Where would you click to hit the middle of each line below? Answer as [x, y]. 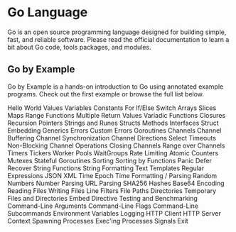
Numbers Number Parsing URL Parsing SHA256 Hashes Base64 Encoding [116, 183]
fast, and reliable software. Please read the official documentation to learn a [118, 39]
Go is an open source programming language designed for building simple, [117, 32]
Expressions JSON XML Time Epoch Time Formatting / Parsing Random [112, 175]
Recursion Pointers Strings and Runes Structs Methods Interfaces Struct [113, 123]
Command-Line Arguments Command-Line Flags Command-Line [103, 206]
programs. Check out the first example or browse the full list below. [106, 94]
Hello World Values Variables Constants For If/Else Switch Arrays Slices [112, 108]
